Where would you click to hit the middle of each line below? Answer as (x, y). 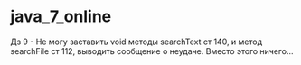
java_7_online (61, 17)
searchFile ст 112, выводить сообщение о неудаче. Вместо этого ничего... (152, 51)
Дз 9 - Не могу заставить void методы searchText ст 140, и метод (136, 42)
